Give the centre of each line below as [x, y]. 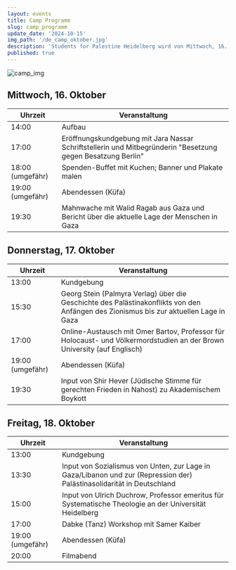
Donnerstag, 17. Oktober [61, 251]
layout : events [29, 14]
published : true [31, 53]
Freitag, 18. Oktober [51, 423]
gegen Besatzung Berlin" [103, 156]
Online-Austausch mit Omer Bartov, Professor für [143, 331]
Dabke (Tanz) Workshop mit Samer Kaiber [132, 524]
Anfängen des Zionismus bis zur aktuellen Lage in [143, 311]
